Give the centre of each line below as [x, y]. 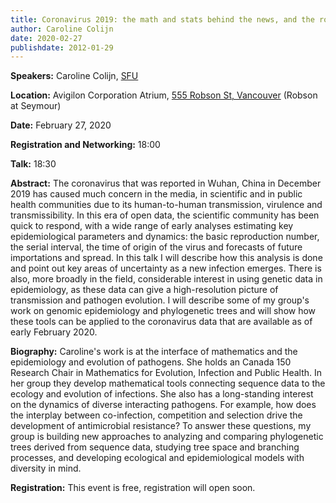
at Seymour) [36, 106]
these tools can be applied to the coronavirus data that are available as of [161, 322]
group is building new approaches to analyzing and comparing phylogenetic [167, 437]
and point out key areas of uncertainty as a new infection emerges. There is [166, 268]
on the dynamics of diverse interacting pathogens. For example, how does [163, 405]
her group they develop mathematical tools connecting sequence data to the [168, 383]
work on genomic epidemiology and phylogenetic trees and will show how [163, 311]
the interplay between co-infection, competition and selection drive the [156, 415]
